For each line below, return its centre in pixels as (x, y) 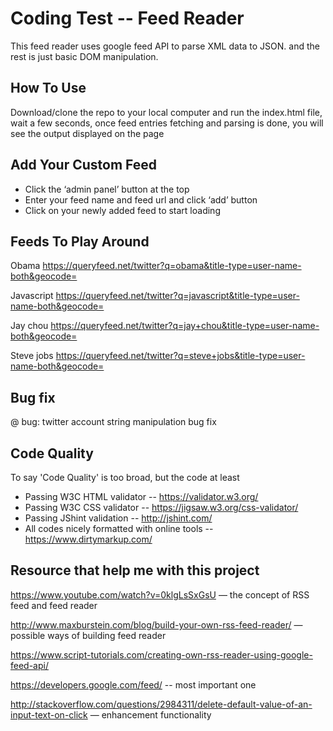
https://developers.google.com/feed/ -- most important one (133, 684)
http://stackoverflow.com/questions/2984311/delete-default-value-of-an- (161, 704)
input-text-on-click (49, 714)
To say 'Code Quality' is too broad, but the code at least (125, 477)
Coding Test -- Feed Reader (127, 18)
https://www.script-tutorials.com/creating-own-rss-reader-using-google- (161, 654)
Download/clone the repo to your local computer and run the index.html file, (166, 112)
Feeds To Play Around (80, 241)
